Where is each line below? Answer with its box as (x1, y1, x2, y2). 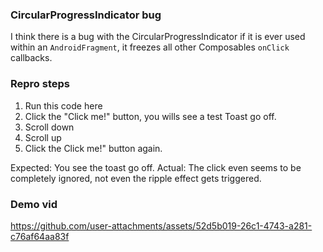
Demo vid (10, 197, 58, 211)
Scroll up (24, 131, 62, 143)
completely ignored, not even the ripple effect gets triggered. (10, 172, 262, 184)
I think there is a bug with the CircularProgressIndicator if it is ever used (10, 31, 306, 43)
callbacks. (10, 52, 53, 64)
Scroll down (24, 121, 75, 133)
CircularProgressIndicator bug (10, 8, 162, 22)
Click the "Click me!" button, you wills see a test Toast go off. (24, 110, 277, 122)
